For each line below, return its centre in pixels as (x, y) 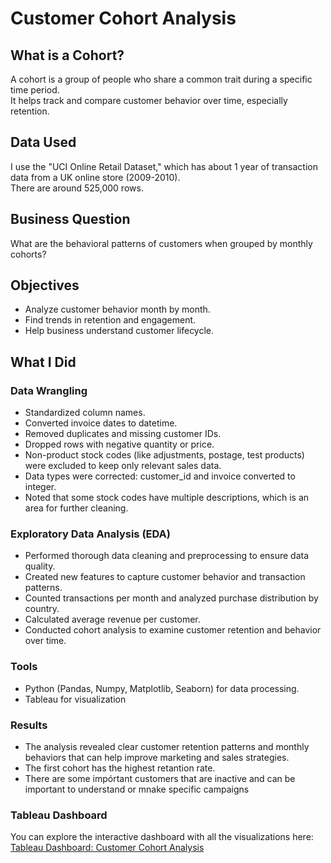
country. (42, 609)
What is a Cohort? (67, 55)
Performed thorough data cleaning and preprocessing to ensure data (167, 556)
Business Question (70, 219)
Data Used (43, 142)
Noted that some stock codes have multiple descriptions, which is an (167, 498)
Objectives (45, 285)
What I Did (43, 362)
